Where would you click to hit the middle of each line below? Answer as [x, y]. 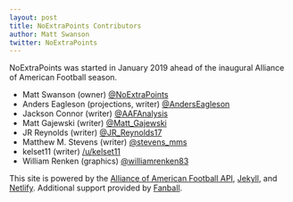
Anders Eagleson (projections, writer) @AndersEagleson [126, 105]
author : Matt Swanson [50, 34]
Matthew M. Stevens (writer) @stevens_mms [105, 142]
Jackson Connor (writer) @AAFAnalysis [95, 114]
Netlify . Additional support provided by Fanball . [96, 188]
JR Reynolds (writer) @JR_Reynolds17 [92, 133]
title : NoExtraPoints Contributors [75, 26]
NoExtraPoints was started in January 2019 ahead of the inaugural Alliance [147, 68]
